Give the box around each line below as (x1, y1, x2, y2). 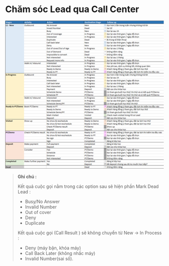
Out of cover (25, 209, 51, 215)
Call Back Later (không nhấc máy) (25, 250, 96, 256)
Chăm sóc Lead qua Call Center (5, 4, 139, 15)
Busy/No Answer (25, 198, 60, 204)
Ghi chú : (17, 173, 37, 180)
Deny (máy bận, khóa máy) (25, 245, 81, 251)
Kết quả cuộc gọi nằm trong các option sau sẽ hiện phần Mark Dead (17, 183, 159, 189)
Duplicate (25, 220, 45, 226)
